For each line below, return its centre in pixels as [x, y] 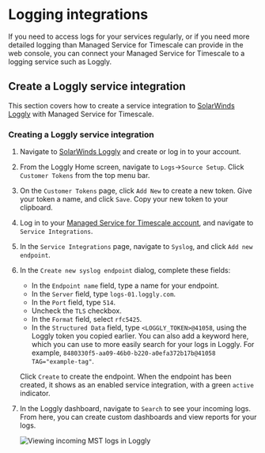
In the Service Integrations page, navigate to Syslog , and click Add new [136, 247]
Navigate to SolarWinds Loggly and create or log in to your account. [130, 152]
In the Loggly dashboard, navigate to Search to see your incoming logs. [135, 409]
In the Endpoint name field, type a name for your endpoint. [125, 285]
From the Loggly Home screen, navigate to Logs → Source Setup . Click [132, 167]
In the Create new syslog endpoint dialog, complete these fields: [125, 270]
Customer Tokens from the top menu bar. [85, 176]
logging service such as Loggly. [60, 62]
